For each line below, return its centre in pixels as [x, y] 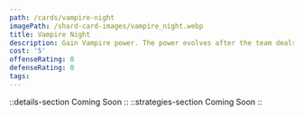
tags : [19, 76]
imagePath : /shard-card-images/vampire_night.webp [106, 26]
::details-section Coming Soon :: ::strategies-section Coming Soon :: [136, 102]
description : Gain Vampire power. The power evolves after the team [141, 43]
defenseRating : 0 [42, 68]
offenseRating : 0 [42, 59]
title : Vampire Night [50, 34]
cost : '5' [28, 51]
